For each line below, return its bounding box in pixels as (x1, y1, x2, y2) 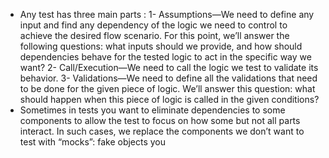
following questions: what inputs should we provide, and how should (19, 40, 303, 52)
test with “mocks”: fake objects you (19, 136, 167, 148)
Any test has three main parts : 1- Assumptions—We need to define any (19, 9, 315, 20)
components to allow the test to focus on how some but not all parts (19, 115, 301, 126)
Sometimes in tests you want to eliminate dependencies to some (19, 104, 286, 116)
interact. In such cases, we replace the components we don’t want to (19, 125, 305, 137)
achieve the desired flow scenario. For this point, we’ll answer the (19, 30, 290, 41)
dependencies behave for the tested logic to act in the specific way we (19, 51, 312, 63)
